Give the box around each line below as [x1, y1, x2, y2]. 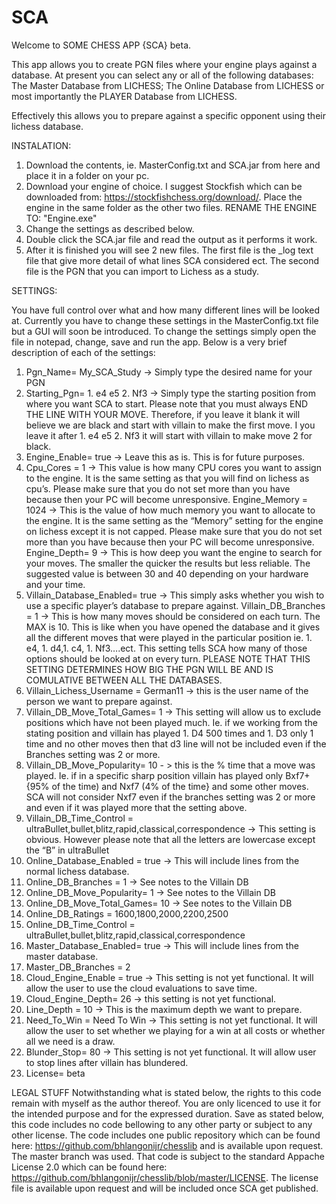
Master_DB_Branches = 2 [25, 961, 131, 973]
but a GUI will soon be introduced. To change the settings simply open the [11, 325, 317, 337]
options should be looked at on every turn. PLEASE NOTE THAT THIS [25, 652, 311, 665]
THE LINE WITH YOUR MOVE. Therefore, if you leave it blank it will [25, 408, 301, 420]
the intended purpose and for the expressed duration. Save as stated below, [11, 1107, 325, 1120]
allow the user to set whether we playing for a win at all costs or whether [25, 1024, 326, 1036]
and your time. [25, 578, 86, 590]
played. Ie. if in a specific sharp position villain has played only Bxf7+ [25, 769, 311, 781]
